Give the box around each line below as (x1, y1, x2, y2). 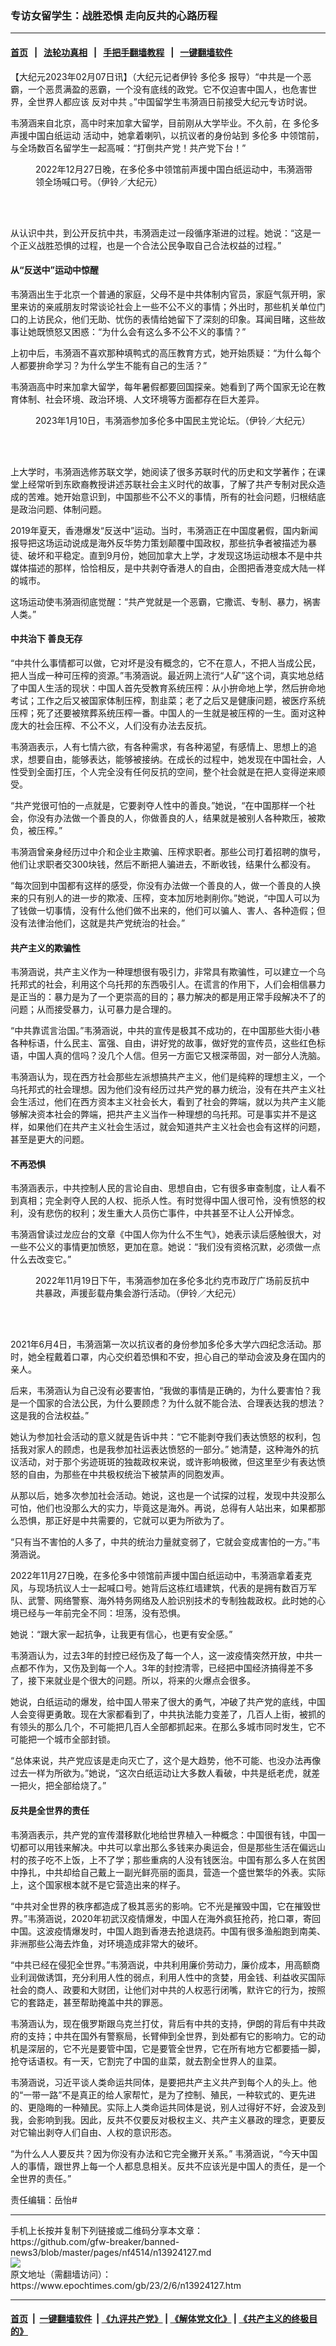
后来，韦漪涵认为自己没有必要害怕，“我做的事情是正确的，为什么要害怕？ (10, 1385, 313, 1397)
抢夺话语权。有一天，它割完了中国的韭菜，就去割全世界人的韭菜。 (10, 2055, 282, 2067)
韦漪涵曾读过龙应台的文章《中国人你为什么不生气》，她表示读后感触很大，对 (10, 1228, 322, 1241)
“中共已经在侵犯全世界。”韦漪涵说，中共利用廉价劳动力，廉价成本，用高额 (10, 1958, 312, 1971)
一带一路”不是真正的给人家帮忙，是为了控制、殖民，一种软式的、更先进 (23, 2088, 317, 2101)
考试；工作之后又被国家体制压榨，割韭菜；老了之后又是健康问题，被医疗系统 (10, 694, 326, 706)
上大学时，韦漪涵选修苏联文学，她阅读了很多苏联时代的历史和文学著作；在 (10, 465, 317, 477)
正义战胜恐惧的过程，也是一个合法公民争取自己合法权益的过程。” (18, 239, 282, 251)
